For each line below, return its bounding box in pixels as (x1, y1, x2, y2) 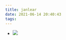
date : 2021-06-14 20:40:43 (5, 12, 61, 17)
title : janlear (5, 7, 37, 12)
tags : (5, 16, 16, 21)
